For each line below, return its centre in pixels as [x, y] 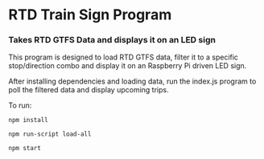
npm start [25, 149]
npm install [28, 120]
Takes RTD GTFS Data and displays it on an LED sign [112, 40]
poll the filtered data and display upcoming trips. [89, 90]
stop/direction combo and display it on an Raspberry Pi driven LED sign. [128, 66]
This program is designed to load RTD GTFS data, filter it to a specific [124, 57]
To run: [20, 105]
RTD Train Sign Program [90, 15]
